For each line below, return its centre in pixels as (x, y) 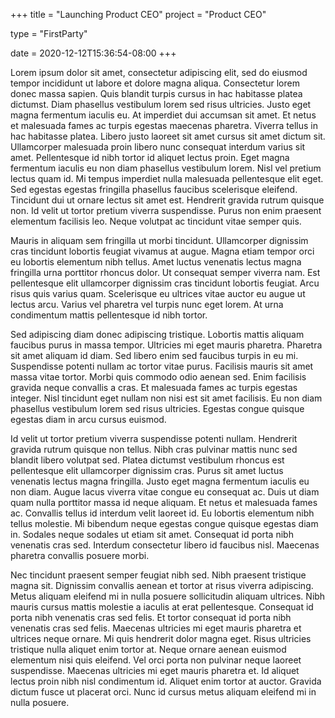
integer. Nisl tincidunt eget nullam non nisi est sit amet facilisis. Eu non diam (166, 398)
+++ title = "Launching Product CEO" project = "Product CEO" (138, 14)
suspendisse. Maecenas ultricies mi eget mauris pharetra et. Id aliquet (155, 670)
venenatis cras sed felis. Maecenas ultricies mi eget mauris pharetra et (156, 628)
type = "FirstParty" (49, 33)
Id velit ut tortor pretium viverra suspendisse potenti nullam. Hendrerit (154, 438)
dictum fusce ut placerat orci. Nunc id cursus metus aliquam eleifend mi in (163, 692)
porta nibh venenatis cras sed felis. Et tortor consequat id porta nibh (151, 617)
